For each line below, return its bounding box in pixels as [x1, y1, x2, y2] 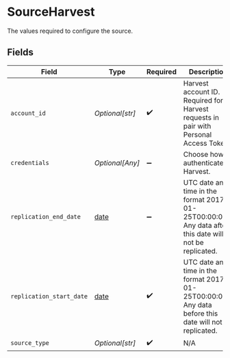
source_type [10, 340, 50, 347]
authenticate [183, 158, 224, 168]
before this [183, 309, 218, 318]
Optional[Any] [94, 158, 140, 168]
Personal [183, 129, 212, 139]
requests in [183, 112, 219, 122]
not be [183, 238, 204, 247]
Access [183, 138, 207, 148]
